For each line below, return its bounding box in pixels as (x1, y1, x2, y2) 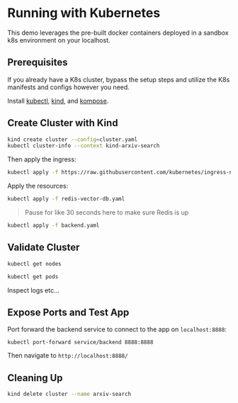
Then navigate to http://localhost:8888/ (7, 351, 129, 360)
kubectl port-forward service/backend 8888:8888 (7, 339, 154, 346)
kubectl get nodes (7, 260, 62, 267)
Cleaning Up (7, 372, 63, 384)
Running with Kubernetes (7, 5, 161, 21)
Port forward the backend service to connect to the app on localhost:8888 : (7, 325, 227, 334)
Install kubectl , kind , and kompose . (7, 96, 109, 105)
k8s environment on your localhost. (7, 35, 111, 44)
